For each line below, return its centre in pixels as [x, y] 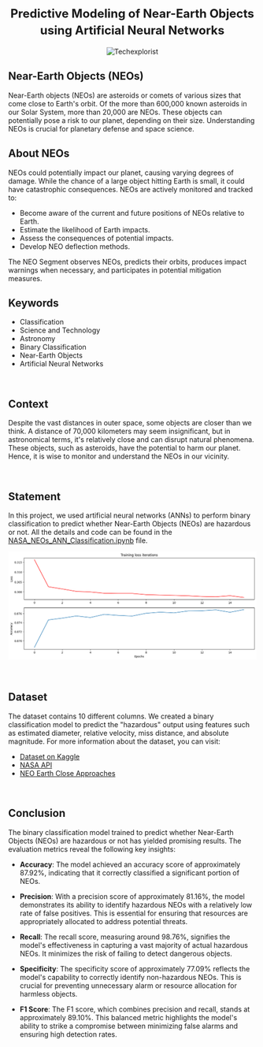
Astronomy [37, 339]
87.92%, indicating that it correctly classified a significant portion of [130, 872]
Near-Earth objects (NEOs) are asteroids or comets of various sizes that [125, 95]
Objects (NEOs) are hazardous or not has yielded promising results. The [125, 841]
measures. [25, 278]
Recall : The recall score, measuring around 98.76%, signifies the [125, 937]
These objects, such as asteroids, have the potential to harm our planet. [124, 448]
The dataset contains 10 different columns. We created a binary [111, 716]
